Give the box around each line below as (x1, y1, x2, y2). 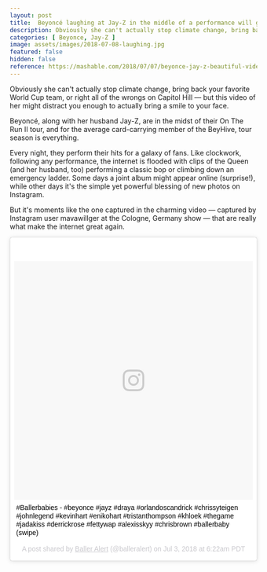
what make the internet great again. (9, 222, 125, 231)
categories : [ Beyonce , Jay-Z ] (9, 33, 115, 42)
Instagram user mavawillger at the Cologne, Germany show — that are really (9, 213, 257, 222)
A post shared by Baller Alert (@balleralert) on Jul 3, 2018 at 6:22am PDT (21, 544, 246, 553)
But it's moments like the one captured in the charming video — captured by (9, 205, 257, 214)
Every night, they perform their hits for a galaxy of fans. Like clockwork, (9, 148, 242, 157)
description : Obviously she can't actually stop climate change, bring (9, 26, 249, 34)
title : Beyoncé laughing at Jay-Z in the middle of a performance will (9, 19, 253, 27)
